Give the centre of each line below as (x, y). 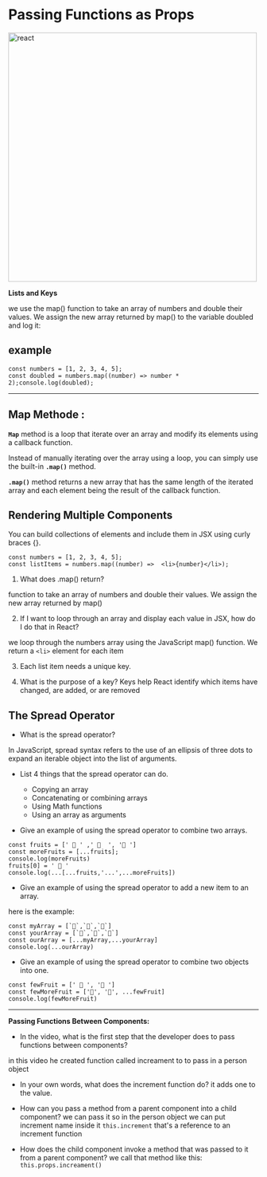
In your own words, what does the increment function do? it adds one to (137, 1084)
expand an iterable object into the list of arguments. (93, 758)
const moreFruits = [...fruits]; (64, 852)
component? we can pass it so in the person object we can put (122, 1117)
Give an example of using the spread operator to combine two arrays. (133, 830)
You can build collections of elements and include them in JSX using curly (130, 534)
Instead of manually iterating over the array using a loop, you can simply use (133, 458)
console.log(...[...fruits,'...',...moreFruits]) (92, 873)
